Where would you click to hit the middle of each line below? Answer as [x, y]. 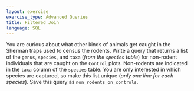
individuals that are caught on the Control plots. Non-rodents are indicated [97, 63]
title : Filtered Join [33, 22]
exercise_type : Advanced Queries [47, 17]
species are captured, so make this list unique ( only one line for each [90, 76]
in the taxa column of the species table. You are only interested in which [93, 70]
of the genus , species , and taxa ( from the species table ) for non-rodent [92, 57]
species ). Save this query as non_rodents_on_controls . [72, 82]
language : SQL [24, 28]
